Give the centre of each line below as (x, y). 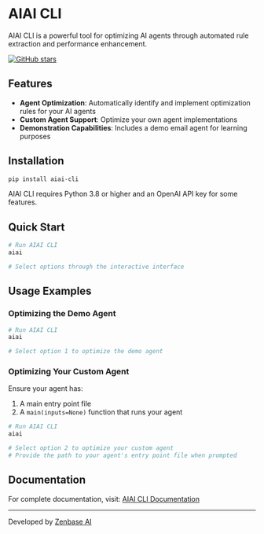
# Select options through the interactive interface (96, 267)
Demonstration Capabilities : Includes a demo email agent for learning (133, 127)
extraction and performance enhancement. (78, 43)
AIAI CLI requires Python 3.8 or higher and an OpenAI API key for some (123, 194)
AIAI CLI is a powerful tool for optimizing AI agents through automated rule (128, 35)
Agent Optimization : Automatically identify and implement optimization (135, 102)
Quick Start (37, 227)
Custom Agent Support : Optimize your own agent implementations (128, 120)
